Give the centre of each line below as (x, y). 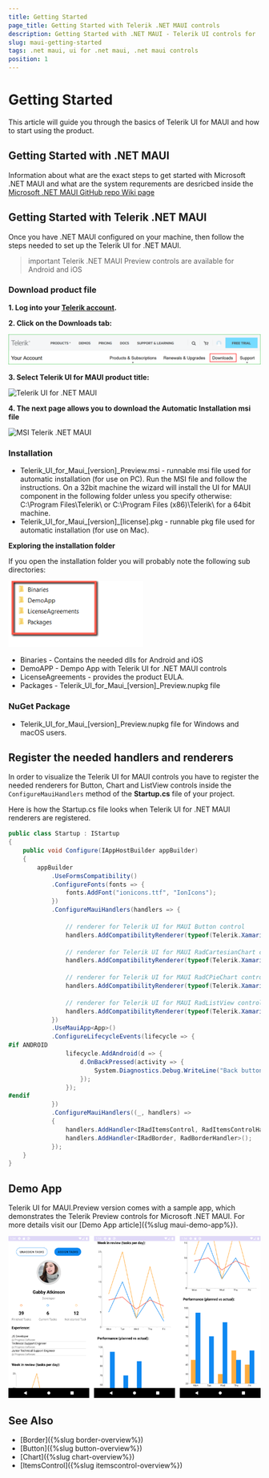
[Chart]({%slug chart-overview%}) (77, 1457)
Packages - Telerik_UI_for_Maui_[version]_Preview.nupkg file (120, 686)
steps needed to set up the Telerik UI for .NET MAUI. (95, 245)
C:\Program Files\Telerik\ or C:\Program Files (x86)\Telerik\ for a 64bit (135, 504)
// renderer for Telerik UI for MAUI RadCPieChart (152, 978)
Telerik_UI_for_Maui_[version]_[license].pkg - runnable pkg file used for (137, 522)
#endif (19, 1096)
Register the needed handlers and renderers (121, 757)
